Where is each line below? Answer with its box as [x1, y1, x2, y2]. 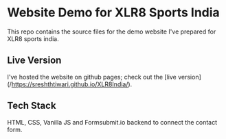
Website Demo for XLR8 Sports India [7, 5, 220, 21]
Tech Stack [7, 100, 56, 112]
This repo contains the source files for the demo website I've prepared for [7, 27, 216, 36]
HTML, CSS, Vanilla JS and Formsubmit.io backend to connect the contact [7, 118, 218, 126]
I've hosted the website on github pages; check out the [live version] [7, 73, 201, 81]
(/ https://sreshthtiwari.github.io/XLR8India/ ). [7, 80, 133, 88]
